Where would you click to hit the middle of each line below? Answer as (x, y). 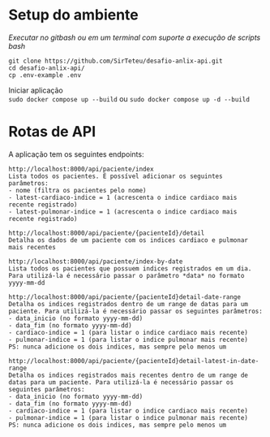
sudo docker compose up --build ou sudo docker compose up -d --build (129, 98)
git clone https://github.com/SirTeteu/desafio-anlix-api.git (116, 61)
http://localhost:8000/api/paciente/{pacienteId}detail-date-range (125, 297)
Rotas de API (52, 132)
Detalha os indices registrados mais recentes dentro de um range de (129, 375)
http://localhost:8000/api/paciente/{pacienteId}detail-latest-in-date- (134, 361)
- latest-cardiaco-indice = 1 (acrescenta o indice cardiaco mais (123, 197)
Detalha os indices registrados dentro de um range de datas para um (129, 304)
